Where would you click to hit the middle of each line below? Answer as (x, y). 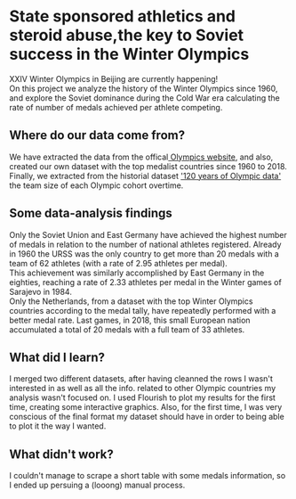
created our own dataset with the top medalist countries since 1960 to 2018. (148, 166)
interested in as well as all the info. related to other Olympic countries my (143, 389)
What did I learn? (57, 357)
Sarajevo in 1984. (41, 291)
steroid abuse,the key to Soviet (127, 35)
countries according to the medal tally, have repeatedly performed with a (143, 310)
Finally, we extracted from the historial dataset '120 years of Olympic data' (145, 176)
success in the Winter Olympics (129, 54)
